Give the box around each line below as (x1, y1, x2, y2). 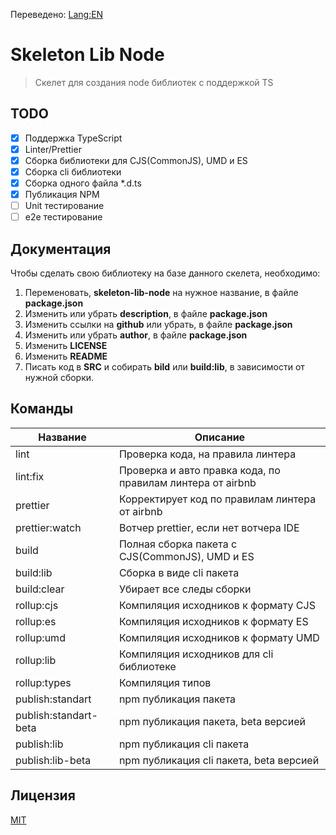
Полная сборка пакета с (118, 537, 238, 551)
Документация (10, 240, 112, 258)
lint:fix (15, 469, 45, 483)
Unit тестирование (24, 200, 105, 212)
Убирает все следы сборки (118, 582, 252, 596)
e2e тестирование (24, 211, 103, 223)
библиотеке (118, 659, 177, 673)
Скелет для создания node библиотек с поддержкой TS (34, 76, 274, 88)
